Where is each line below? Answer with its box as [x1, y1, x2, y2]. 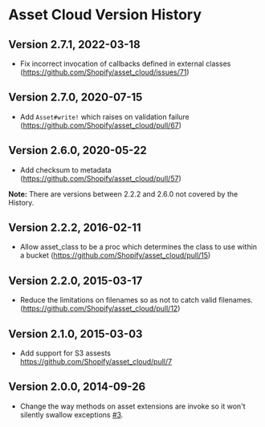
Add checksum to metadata [19, 165, 112, 174]
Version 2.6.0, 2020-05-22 [8, 144, 147, 157]
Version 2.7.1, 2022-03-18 [8, 38, 141, 51]
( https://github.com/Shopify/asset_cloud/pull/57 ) [19, 173, 182, 183]
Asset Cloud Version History [8, 6, 202, 24]
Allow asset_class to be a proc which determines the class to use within [19, 242, 258, 252]
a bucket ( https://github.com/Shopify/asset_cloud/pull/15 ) [19, 250, 211, 260]
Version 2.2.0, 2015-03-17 [8, 274, 143, 287]
